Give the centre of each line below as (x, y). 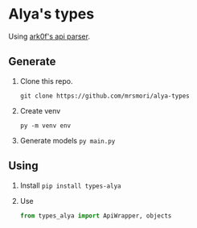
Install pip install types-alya (70, 185)
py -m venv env (45, 126)
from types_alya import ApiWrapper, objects (96, 216)
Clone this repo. (46, 81)
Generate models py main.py (68, 140)
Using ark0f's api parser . (49, 36)
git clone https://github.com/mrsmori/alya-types (105, 96)
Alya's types (51, 14)
